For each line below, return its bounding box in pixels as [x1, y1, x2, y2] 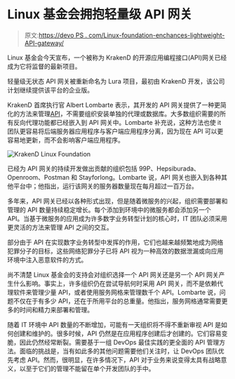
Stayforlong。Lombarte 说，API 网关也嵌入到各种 [79, 173, 222, 181]
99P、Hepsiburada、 [139, 164, 200, 173]
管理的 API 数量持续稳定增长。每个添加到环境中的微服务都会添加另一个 [7, 205, 212, 214]
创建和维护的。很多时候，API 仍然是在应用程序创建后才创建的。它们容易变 [13, 329, 228, 338]
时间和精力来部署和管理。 [19, 305, 93, 314]
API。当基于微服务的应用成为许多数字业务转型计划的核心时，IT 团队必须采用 [7, 214, 228, 222]
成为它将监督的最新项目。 [7, 62, 81, 70]
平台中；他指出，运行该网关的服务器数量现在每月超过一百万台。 [13, 182, 198, 190]
